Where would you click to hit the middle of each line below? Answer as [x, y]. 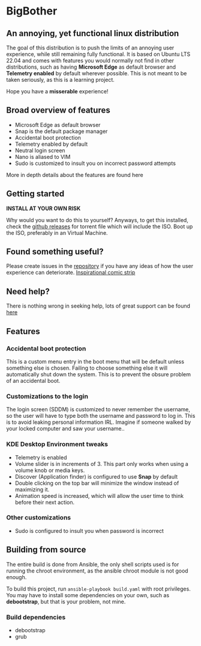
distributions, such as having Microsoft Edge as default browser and [91, 67]
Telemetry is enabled [41, 457]
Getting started [35, 194]
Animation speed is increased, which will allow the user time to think [99, 495]
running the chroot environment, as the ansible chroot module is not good [97, 571]
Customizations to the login [47, 396]
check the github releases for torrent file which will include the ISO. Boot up [100, 226]
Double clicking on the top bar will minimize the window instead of [97, 483]
